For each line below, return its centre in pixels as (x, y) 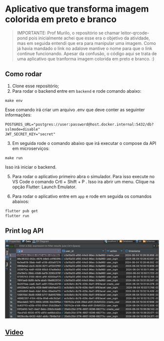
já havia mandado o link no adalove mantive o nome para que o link (84, 48)
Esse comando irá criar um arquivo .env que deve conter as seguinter (75, 110)
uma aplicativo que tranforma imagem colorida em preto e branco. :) (86, 59)
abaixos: (20, 201)
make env (14, 100)
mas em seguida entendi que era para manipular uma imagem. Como (86, 43)
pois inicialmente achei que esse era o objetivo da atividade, (89, 38)
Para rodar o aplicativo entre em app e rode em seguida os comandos (82, 196)
